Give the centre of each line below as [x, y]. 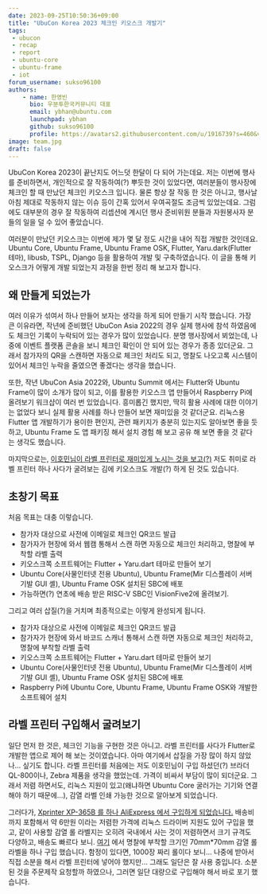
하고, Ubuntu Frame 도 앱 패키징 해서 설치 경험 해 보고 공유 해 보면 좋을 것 [123, 432]
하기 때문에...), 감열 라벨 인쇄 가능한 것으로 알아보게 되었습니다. [120, 795]
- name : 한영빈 [45, 97]
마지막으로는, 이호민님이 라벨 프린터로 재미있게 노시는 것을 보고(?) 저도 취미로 [128, 459]
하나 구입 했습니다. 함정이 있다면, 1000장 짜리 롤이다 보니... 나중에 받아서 [141, 852]
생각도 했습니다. [41, 442]
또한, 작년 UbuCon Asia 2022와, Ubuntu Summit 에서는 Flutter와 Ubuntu [124, 382]
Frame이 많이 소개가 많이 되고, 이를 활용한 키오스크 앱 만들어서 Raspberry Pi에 [130, 392]
